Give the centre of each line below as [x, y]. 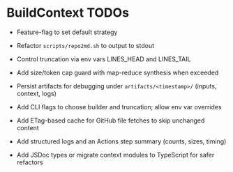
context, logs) [37, 93]
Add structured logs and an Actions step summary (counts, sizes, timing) [121, 141]
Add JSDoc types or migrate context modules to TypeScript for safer [115, 155]
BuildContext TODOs [68, 13]
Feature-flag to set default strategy [67, 32]
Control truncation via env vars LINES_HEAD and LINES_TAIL [104, 59]
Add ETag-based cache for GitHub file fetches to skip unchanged [111, 120]
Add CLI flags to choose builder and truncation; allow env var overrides [119, 107]
